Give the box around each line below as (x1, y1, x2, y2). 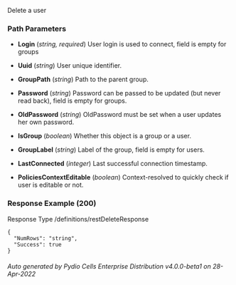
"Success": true (14, 241, 62, 248)
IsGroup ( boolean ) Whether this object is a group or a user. (17, 132, 192, 140)
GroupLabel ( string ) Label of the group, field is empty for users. (17, 145, 205, 154)
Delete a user (7, 6, 47, 14)
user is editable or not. (17, 181, 84, 190)
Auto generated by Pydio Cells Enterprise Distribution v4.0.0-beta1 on (7, 262, 211, 271)
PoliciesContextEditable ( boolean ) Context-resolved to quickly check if (17, 173, 229, 182)
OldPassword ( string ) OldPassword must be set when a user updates (17, 110, 222, 119)
